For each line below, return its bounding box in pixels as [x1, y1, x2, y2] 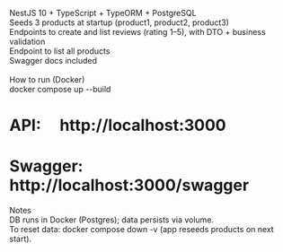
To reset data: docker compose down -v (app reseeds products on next [9, 224, 274, 235]
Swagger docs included [9, 56, 97, 65]
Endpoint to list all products [9, 46, 111, 56]
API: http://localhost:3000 [9, 116, 226, 135]
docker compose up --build [9, 84, 111, 94]
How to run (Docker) [9, 74, 85, 84]
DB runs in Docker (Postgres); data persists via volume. [9, 214, 214, 225]
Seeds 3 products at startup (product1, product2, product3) [9, 17, 229, 28]
